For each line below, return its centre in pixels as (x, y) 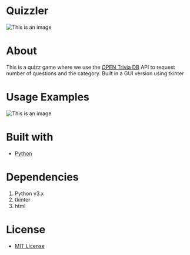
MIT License (30, 246)
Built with (30, 137)
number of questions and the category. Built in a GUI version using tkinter (95, 73)
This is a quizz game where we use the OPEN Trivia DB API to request (91, 67)
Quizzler (27, 11)
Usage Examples (48, 97)
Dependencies (42, 177)
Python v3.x (29, 193)
